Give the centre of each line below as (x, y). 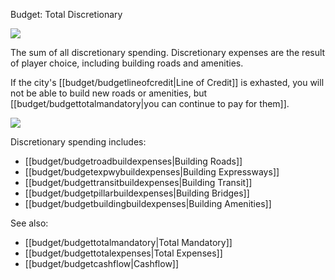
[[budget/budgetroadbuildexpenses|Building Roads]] (133, 161)
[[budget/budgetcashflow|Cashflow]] (102, 263)
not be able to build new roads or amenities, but (109, 93)
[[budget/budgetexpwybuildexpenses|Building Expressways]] (152, 172)
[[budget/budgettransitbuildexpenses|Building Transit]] (138, 182)
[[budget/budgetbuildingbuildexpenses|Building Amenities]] (148, 203)
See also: (29, 223)
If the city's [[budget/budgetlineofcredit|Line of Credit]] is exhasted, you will (167, 82)
